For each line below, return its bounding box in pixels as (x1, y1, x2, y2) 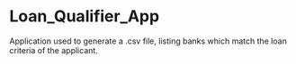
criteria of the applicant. (9, 44, 99, 55)
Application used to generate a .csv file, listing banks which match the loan (9, 36, 288, 46)
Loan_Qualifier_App (9, 6, 160, 27)
